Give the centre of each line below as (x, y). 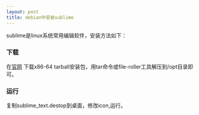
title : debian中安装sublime (40, 17)
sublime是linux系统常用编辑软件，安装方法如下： (67, 35)
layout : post (23, 12)
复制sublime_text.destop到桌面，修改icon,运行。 (66, 105)
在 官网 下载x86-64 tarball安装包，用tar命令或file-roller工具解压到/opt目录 (97, 66)
